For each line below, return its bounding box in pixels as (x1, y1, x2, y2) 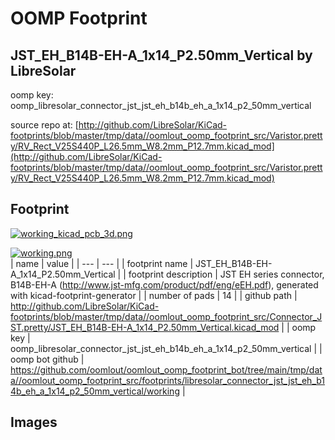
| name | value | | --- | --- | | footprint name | (10, 257, 194, 269)
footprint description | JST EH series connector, (128, 268, 325, 280)
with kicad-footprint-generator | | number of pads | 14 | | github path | (10, 289, 298, 301)
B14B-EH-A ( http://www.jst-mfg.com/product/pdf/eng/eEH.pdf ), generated (10, 278, 319, 291)
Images (10, 414, 58, 431)
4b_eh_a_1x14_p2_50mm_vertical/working (10, 385, 180, 397)
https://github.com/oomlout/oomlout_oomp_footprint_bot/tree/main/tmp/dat (10, 363, 323, 376)
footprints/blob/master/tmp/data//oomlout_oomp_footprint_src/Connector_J (10, 310, 323, 322)
